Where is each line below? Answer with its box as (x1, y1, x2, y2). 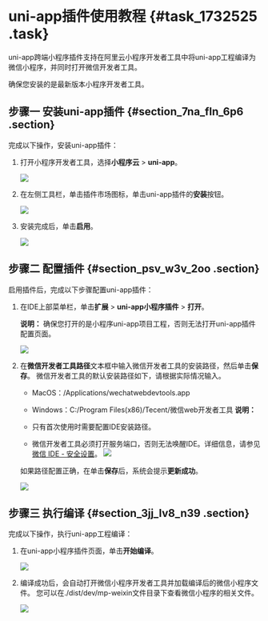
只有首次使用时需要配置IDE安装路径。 (31, 422, 156, 431)
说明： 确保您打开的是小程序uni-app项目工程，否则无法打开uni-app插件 (19, 319, 256, 328)
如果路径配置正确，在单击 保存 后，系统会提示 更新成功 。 (19, 466, 202, 475)
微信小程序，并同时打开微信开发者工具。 (8, 62, 142, 72)
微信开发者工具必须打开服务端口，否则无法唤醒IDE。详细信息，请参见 (31, 439, 261, 448)
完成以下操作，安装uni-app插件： (8, 140, 118, 150)
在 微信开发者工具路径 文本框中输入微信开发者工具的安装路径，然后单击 (19, 361, 252, 371)
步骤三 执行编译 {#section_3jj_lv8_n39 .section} (8, 506, 250, 520)
